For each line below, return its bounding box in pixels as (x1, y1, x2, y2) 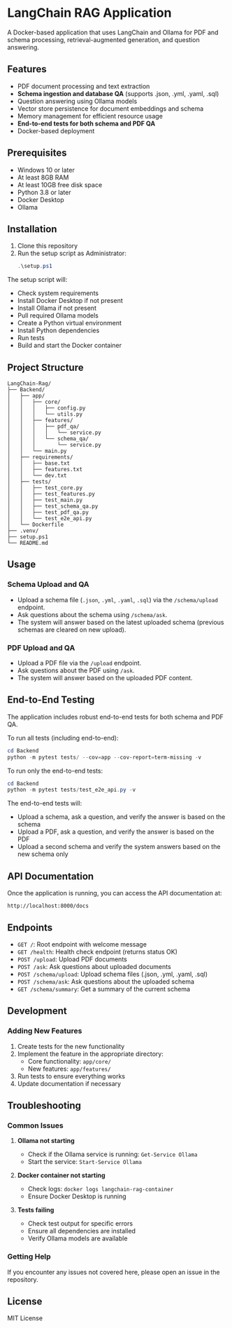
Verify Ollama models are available (27, 1234, 128, 1242)
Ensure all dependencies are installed (27, 1227, 136, 1235)
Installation (7, 223, 57, 235)
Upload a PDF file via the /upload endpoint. (17, 659, 142, 668)
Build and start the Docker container (17, 341, 122, 350)
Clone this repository (17, 242, 78, 250)
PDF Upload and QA (7, 643, 75, 653)
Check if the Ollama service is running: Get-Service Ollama (27, 1150, 198, 1158)
